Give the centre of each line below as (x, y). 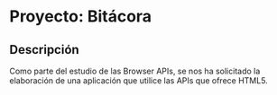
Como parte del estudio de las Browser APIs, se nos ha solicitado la (135, 71)
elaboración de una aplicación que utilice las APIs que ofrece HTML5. (138, 81)
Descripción (44, 50)
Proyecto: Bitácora (80, 17)
